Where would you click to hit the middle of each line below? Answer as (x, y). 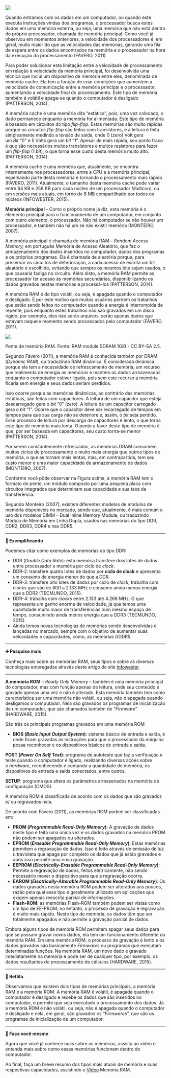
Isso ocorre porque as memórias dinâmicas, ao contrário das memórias (80, 393)
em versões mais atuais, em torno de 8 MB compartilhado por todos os (80, 194)
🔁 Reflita (15, 977)
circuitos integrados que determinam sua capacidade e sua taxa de (76, 489)
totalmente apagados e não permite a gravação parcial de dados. (81, 919)
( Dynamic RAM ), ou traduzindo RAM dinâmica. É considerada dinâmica (80, 361)
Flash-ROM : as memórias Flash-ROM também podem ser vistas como (86, 903)
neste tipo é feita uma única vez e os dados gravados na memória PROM (89, 832)
